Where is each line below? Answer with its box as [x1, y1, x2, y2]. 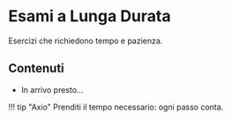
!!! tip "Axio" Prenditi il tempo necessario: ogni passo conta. [8, 102, 224, 112]
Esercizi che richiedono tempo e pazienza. [8, 35, 163, 46]
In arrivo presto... [20, 84, 84, 95]
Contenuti [8, 61, 65, 76]
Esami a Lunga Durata [8, 6, 171, 26]
